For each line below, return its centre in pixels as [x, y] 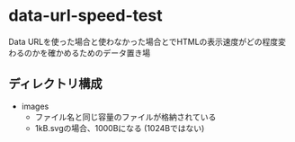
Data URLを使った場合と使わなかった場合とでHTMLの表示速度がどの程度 [143, 41]
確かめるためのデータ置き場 [98, 53]
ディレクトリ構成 [55, 84]
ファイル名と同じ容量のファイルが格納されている [125, 117]
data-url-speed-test [85, 16]
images [35, 106]
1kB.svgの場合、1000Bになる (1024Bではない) [120, 128]
